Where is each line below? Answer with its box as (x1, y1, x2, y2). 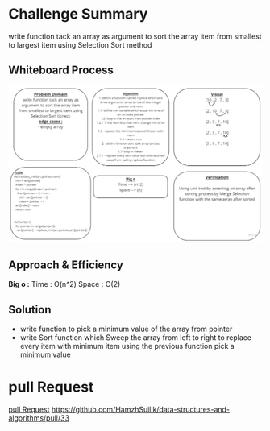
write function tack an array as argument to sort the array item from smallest (8, 31, 262, 41)
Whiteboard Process (8, 64, 114, 77)
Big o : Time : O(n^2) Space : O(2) (8, 280, 121, 289)
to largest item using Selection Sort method (8, 39, 152, 49)
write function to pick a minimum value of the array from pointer (19, 324, 233, 334)
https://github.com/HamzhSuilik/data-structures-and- (51, 404, 231, 414)
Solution (8, 303, 52, 317)
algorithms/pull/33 (8, 412, 70, 423)
